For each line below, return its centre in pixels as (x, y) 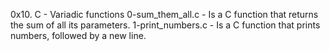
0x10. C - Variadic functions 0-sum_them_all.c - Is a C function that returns (164, 14)
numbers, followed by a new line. (78, 35)
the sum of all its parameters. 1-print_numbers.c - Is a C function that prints (165, 25)
